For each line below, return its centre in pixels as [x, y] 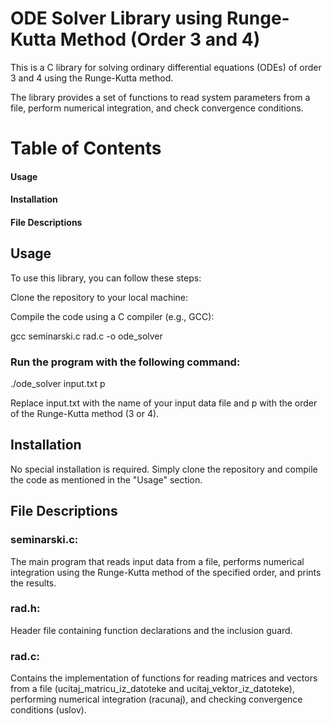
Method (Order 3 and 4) [160, 39]
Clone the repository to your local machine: [99, 297]
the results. [33, 583]
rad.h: [25, 609]
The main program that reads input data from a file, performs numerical [157, 561]
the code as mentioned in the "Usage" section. [106, 479]
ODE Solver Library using [116, 18]
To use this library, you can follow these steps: [106, 278]
